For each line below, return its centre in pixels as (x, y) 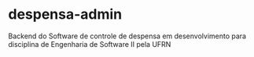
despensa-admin (65, 14)
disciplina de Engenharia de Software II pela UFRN (90, 44)
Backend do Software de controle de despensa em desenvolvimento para (127, 36)
